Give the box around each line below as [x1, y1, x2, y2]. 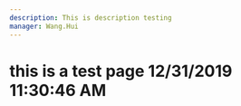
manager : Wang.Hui [9, 22, 79, 31]
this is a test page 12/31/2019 [9, 61, 233, 82]
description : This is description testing [9, 13, 172, 23]
